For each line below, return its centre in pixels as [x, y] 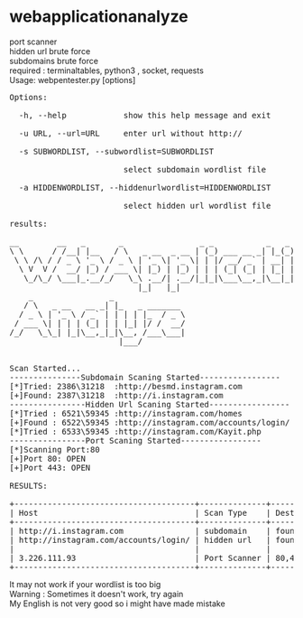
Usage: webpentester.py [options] [73, 80]
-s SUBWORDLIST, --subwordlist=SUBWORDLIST [116, 151]
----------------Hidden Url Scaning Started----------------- [150, 404]
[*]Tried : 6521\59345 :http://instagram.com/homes [126, 413]
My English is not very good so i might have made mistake [117, 604]
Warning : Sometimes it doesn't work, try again [96, 594]
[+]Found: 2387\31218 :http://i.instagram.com [116, 395]
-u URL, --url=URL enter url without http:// [131, 133]
